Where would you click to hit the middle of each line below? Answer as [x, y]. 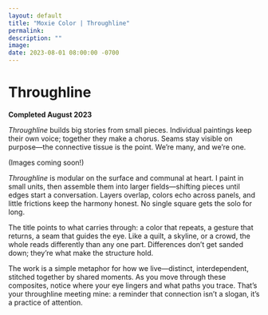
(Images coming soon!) [46, 162]
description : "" [35, 38]
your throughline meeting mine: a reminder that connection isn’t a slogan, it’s [134, 293]
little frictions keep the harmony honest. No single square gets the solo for [130, 203]
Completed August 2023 [50, 114]
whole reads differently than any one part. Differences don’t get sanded [126, 244]
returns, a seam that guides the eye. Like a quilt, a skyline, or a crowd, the [130, 236]
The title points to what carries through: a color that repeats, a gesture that [131, 227]
